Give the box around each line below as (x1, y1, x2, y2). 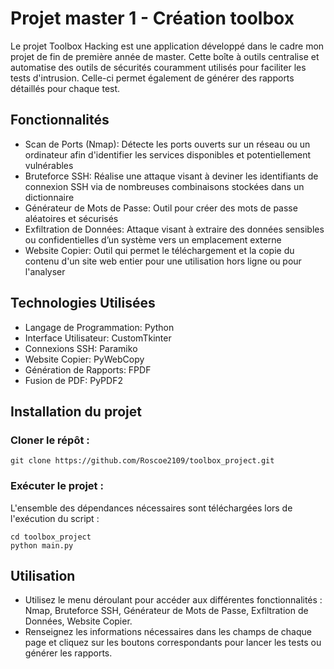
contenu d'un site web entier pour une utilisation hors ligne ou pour (24, 255, 302, 267)
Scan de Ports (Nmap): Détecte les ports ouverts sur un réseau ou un (24, 138, 311, 150)
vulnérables (24, 159, 74, 171)
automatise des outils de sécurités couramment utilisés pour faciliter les (10, 61, 307, 73)
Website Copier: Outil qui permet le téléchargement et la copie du (24, 244, 295, 256)
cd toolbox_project (10, 532, 92, 542)
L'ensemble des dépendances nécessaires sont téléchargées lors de (10, 502, 293, 514)
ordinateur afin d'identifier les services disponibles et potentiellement (24, 148, 312, 161)
